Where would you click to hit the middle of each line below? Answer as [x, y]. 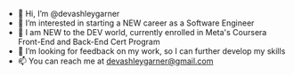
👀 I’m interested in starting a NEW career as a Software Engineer [136, 23]
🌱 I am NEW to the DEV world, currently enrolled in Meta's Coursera [142, 32]
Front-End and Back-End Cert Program [89, 41]
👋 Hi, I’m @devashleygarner [69, 14]
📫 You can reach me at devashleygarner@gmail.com [115, 61]
